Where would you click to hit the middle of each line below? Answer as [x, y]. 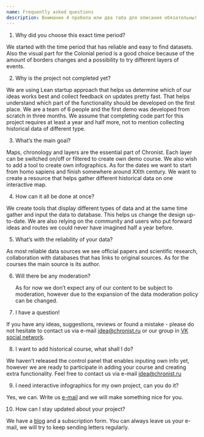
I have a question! [37, 312]
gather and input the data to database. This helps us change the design [96, 214]
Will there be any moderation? [53, 276]
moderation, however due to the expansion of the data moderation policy [107, 294]
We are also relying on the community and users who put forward [110, 221]
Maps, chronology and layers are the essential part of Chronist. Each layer [99, 152]
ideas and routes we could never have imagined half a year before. [90, 227]
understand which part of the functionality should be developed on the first [100, 103]
